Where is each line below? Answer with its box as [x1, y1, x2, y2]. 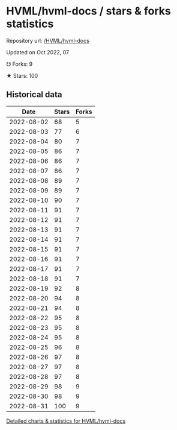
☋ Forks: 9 [6, 60, 33, 68]
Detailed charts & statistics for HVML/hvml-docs [6, 417, 126, 425]
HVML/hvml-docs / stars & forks [6, 4, 171, 18]
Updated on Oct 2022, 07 [6, 48, 70, 55]
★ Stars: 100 [6, 72, 38, 79]
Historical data [6, 89, 62, 100]
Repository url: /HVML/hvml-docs [6, 37, 90, 44]
